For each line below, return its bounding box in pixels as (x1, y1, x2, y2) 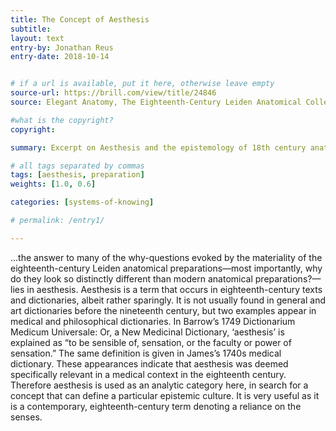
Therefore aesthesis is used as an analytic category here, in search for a (10, 379, 309, 391)
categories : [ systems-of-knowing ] (10, 197, 155, 208)
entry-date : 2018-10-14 (10, 52, 110, 62)
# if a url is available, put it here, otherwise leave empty (10, 79, 275, 89)
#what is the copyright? (10, 115, 114, 125)
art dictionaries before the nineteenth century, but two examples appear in (10, 304, 317, 316)
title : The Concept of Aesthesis (10, 14, 150, 25)
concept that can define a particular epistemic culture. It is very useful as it (10, 389, 320, 401)
